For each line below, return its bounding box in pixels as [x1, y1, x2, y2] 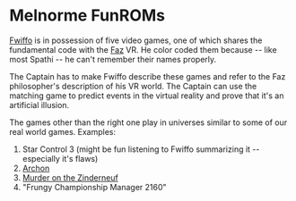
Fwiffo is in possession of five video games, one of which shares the [9, 35, 263, 46]
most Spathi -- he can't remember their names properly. [9, 54, 217, 64]
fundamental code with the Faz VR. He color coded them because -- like [9, 44, 277, 54]
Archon [22, 163, 50, 173]
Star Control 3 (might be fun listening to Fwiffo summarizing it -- [22, 144, 260, 155]
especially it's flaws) [22, 153, 99, 163]
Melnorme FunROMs [9, 5, 166, 26]
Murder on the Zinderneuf [22, 172, 118, 183]
